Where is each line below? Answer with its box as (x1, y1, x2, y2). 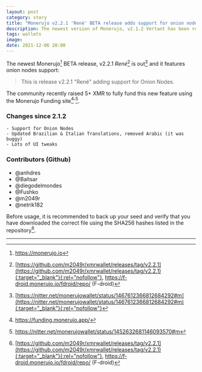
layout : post (6, 8, 39, 15)
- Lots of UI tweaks (6, 141, 58, 147)
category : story (6, 14, 47, 20)
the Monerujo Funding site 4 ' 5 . (6, 96, 80, 104)
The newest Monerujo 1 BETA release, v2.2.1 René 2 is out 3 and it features (6, 58, 185, 67)
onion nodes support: (6, 66, 60, 73)
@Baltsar (14, 175, 38, 182)
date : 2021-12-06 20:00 (6, 43, 66, 49)
